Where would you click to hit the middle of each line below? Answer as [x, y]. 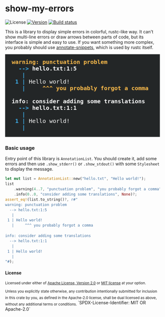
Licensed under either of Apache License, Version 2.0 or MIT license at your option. [76, 283]
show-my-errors [40, 9]
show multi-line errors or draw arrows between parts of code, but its [74, 37]
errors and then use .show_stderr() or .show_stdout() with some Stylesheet [82, 164]
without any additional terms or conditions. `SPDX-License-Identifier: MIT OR [76, 303]
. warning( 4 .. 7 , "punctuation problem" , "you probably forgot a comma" [88, 189]
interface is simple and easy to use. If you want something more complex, [80, 42]
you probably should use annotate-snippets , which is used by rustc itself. [79, 47]
